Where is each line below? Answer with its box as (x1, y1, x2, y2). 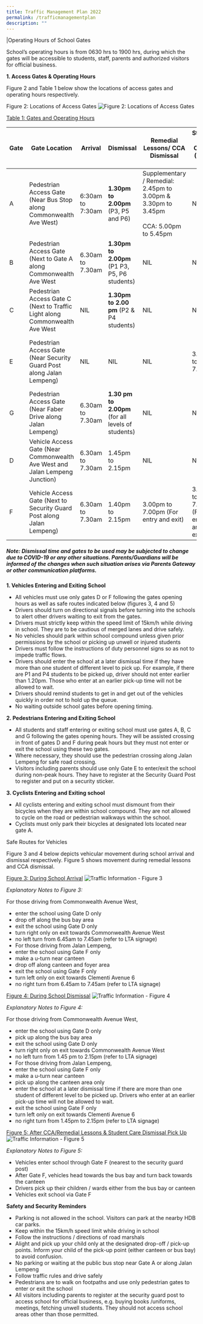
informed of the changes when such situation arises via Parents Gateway (6, 560, 196, 567)
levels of (108, 420, 132, 429)
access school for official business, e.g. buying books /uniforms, (14, 1298, 176, 1305)
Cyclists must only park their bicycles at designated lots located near (14, 820, 187, 828)
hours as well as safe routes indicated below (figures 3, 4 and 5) (14, 600, 175, 608)
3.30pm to (142, 200, 172, 208)
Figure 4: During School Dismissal (6, 992, 91, 999)
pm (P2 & (108, 306, 135, 314)
